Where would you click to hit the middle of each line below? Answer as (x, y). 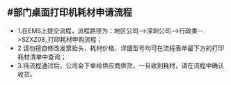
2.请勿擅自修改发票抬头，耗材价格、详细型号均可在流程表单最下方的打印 (121, 48)
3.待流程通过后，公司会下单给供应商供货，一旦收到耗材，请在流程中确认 (121, 65)
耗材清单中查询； (42, 56)
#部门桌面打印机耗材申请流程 (70, 13)
